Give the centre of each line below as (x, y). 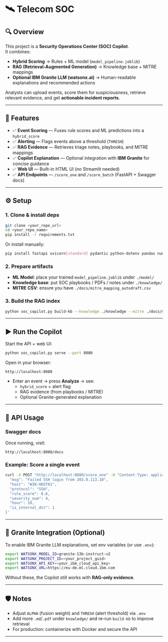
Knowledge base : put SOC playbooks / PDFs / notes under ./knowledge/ (87, 283)
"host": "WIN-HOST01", (33, 484)
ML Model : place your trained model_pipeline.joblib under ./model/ (83, 277)
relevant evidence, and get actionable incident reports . (62, 98)
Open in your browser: (28, 363)
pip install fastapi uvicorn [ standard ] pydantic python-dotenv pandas (80, 253)
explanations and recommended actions (54, 83)
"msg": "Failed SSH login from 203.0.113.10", (59, 480)
